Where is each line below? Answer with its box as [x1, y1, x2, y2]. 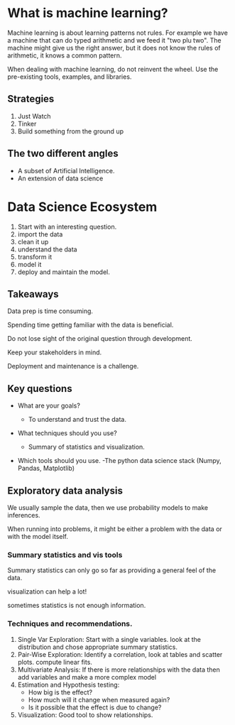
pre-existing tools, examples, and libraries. [7, 72, 132, 81]
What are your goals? [17, 401, 80, 410]
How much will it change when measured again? [28, 695, 170, 704]
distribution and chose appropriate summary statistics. [17, 643, 177, 651]
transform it [17, 252, 52, 261]
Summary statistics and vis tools [7, 550, 123, 560]
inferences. [7, 511, 40, 519]
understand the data [17, 245, 77, 254]
